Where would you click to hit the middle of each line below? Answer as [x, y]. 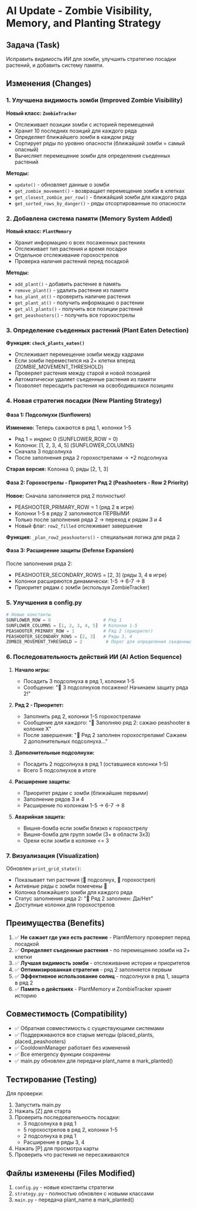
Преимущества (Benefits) [55, 923]
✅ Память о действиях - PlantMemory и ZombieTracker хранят [93, 989]
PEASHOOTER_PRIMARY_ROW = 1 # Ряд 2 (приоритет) [80, 631]
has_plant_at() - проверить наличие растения [72, 296]
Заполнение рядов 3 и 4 [54, 799]
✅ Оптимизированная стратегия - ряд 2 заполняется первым [93, 969]
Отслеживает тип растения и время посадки [71, 249]
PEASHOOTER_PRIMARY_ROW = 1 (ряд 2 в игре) [74, 507]
